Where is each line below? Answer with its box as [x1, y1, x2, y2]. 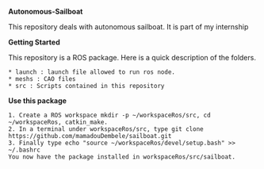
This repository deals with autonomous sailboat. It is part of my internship [8, 22, 249, 31]
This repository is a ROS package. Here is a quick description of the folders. [8, 53, 256, 62]
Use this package [8, 96, 67, 106]
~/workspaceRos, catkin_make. [8, 118, 109, 126]
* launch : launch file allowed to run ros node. [8, 68, 176, 76]
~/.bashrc [8, 146, 41, 154]
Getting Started [8, 37, 61, 47]
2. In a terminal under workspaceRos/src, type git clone [8, 125, 204, 133]
